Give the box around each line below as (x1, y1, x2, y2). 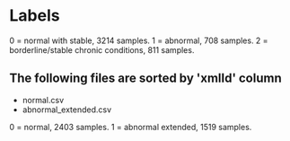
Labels (9, 5, 60, 26)
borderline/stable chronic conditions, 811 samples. (9, 44, 195, 55)
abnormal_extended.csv (22, 104, 112, 115)
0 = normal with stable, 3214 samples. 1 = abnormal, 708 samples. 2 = (9, 35, 268, 46)
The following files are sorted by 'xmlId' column (9, 71, 282, 86)
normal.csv (22, 94, 65, 105)
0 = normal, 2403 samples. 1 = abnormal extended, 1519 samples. (9, 121, 252, 132)
